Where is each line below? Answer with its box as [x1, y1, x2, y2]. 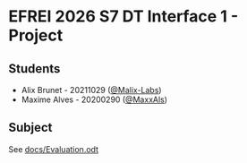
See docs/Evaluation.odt [8, 143, 99, 154]
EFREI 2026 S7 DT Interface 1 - [8, 6, 239, 27]
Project [8, 25, 64, 46]
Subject [8, 120, 53, 135]
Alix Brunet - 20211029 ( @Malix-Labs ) [21, 85, 162, 95]
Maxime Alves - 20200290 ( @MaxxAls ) [21, 94, 167, 105]
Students [8, 61, 61, 76]
